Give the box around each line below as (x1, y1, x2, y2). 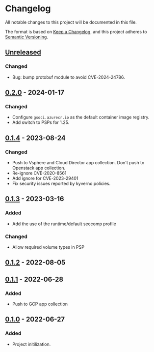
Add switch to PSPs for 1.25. (12, 119, 70, 125)
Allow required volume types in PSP (12, 244, 85, 250)
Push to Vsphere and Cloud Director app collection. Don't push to (12, 160, 145, 165)
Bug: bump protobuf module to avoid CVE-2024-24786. (12, 74, 125, 80)
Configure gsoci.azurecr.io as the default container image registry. (12, 114, 150, 120)
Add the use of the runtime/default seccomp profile (12, 221, 116, 227)
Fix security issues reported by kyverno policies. (12, 180, 111, 186)
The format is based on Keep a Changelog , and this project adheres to (5, 29, 147, 34)
